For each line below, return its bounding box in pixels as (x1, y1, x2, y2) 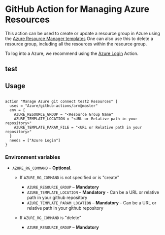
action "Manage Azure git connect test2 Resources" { (5, 99, 118, 104)
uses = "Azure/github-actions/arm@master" (9, 103, 98, 108)
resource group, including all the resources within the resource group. (5, 41, 147, 47)
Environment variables (5, 154, 61, 161)
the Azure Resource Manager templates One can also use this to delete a (5, 36, 154, 42)
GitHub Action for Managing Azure (5, 3, 149, 15)
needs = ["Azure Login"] (9, 138, 61, 143)
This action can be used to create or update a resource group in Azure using (5, 30, 160, 36)
